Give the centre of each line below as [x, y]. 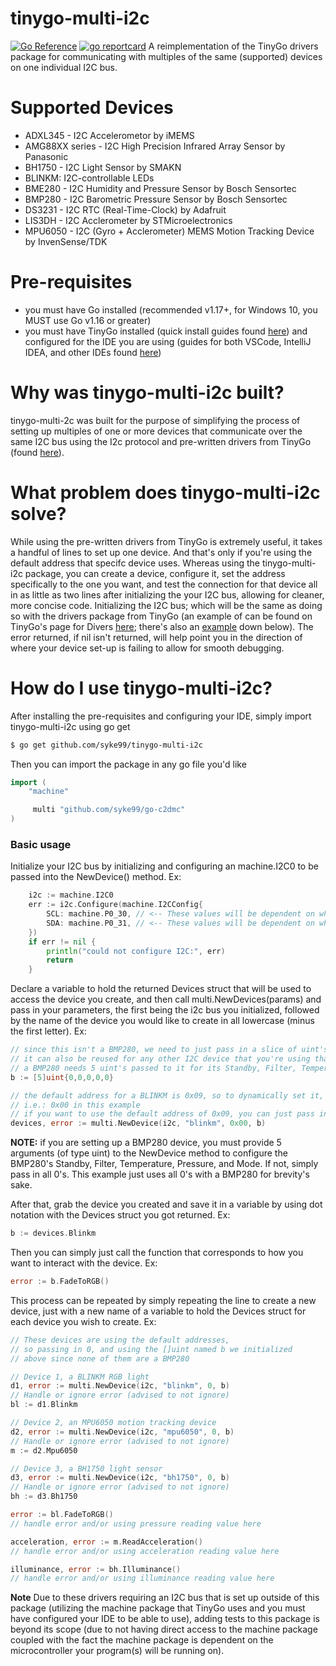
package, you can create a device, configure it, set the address [155, 573]
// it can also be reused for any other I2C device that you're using [160, 1059]
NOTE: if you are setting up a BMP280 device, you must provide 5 [146, 1143]
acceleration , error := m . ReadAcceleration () [106, 1542]
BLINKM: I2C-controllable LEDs [89, 178]
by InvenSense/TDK [66, 241]
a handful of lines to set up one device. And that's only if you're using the [161, 552]
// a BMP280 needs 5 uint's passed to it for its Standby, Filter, [154, 1068]
